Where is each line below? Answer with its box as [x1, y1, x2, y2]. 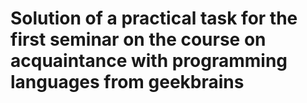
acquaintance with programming [10, 50, 288, 72]
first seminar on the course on [10, 28, 267, 51]
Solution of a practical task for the [10, 7, 298, 30]
